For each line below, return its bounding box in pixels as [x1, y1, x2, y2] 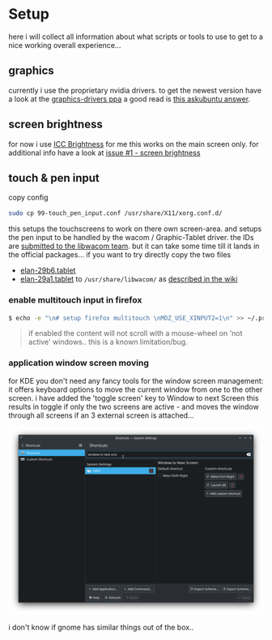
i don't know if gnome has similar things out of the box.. [8, 622, 194, 632]
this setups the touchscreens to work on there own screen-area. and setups [8, 224, 262, 234]
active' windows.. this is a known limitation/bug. [28, 337, 188, 347]
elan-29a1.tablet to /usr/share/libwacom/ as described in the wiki [19, 274, 238, 284]
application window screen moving [8, 358, 150, 369]
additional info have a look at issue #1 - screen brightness [8, 148, 201, 157]
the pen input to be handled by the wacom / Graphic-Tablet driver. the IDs [8, 233, 254, 243]
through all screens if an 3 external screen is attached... [8, 410, 194, 420]
